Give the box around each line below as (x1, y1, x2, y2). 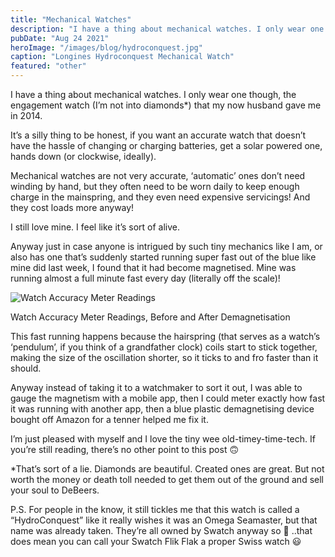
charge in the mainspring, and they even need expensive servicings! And (10, 191, 311, 203)
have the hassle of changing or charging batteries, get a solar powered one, (10, 140, 323, 151)
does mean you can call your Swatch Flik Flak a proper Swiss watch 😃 (10, 536, 302, 547)
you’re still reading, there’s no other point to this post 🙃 (10, 444, 240, 455)
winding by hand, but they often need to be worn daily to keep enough (10, 181, 300, 192)
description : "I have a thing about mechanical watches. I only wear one (10, 24, 325, 34)
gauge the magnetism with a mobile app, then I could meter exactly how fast (10, 392, 326, 404)
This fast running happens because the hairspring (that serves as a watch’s (10, 331, 321, 342)
